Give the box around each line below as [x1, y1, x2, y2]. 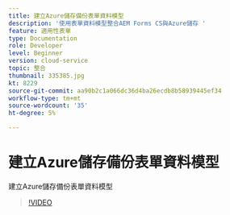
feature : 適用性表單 [8, 27, 71, 35]
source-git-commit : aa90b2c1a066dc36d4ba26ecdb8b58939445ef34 [8, 86, 222, 95]
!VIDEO [27, 197, 52, 207]
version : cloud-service [8, 57, 89, 65]
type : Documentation [8, 34, 78, 43]
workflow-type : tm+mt [8, 94, 82, 102]
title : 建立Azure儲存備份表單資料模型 [8, 11, 124, 20]
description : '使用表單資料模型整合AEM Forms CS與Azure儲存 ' [8, 19, 206, 27]
